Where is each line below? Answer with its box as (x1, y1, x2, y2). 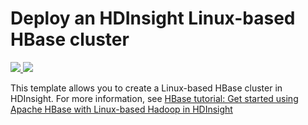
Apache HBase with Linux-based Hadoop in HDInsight (10, 103, 233, 115)
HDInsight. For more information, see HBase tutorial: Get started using (10, 92, 299, 104)
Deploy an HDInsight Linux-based (10, 7, 296, 30)
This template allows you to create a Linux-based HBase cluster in (10, 82, 283, 94)
